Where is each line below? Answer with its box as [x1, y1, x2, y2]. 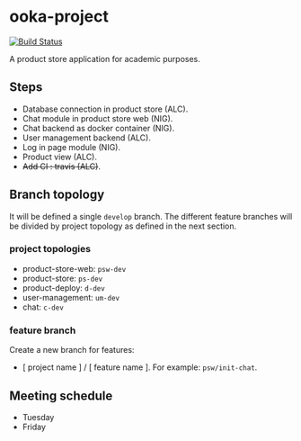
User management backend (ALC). [22, 132, 151, 143]
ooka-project [9, 6, 110, 27]
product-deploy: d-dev [22, 282, 105, 293]
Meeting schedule [9, 388, 113, 403]
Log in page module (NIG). [22, 141, 121, 152]
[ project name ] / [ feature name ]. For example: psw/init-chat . [22, 362, 258, 373]
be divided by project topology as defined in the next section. [9, 220, 237, 231]
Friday [22, 421, 47, 432]
